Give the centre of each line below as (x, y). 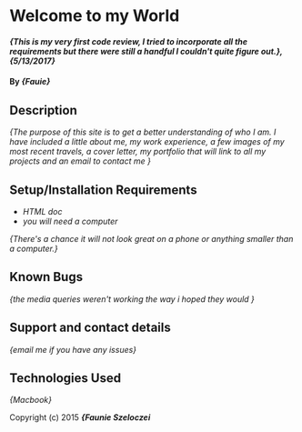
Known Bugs (46, 277)
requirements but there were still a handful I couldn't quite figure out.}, (146, 51)
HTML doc (42, 211)
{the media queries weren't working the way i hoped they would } (132, 299)
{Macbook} (31, 400)
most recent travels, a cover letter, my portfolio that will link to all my (138, 152)
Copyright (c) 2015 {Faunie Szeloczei (80, 417)
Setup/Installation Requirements (103, 190)
